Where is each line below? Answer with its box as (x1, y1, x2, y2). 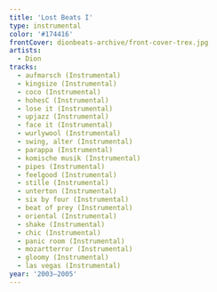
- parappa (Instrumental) (17, 145, 114, 154)
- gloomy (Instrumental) (17, 253, 109, 263)
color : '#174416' (9, 29, 74, 38)
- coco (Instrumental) (17, 87, 101, 96)
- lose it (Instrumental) (17, 104, 114, 113)
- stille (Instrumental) (17, 179, 109, 188)
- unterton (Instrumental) (17, 187, 117, 196)
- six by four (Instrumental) (17, 195, 129, 205)
